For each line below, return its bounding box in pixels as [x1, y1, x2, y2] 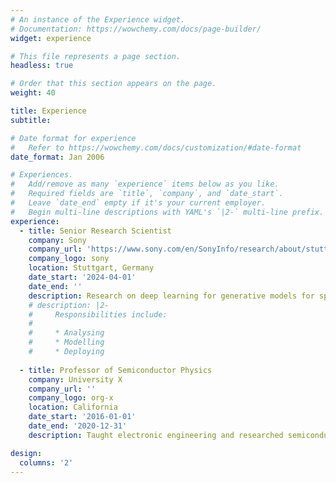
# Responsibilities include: [28, 309, 168, 320]
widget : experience [10, 33, 92, 43]
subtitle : [10, 115, 52, 125]
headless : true [10, 61, 74, 71]
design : [10, 448, 43, 458]
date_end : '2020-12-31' [28, 421, 128, 431]
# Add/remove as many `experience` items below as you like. [10, 179, 280, 190]
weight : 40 [10, 88, 56, 98]
